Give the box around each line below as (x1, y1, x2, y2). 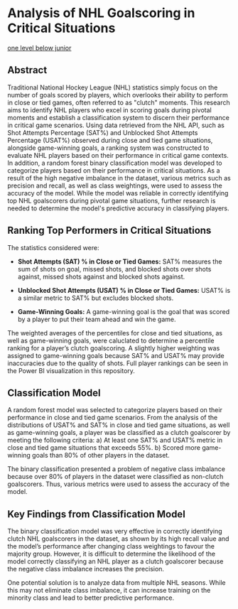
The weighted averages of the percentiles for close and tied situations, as (7, 328, 222, 337)
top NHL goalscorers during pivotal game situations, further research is (7, 196, 216, 205)
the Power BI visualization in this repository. (7, 366, 135, 374)
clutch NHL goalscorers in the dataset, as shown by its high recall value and (7, 534, 229, 543)
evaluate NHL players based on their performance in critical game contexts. (7, 151, 229, 159)
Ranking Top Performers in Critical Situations (7, 225, 212, 237)
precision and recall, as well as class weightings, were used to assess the (7, 181, 222, 190)
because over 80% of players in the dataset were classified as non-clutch (7, 473, 224, 481)
